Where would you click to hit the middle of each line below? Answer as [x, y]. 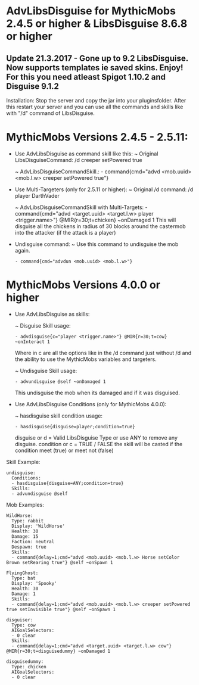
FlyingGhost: [22, 573]
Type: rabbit [28, 521]
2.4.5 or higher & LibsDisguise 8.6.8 [97, 24]
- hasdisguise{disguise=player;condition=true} [75, 426]
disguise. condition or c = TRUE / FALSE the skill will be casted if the [99, 444]
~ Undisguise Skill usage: [46, 370]
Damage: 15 [25, 536]
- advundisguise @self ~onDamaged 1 [60, 382]
